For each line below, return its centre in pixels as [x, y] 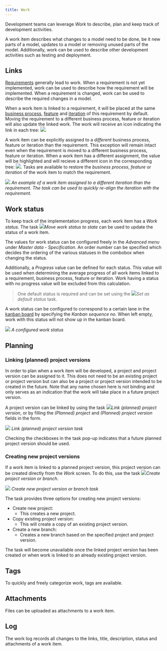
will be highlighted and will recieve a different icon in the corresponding [79, 161]
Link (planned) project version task [47, 428]
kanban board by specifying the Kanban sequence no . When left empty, [79, 314]
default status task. [37, 299]
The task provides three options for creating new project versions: [73, 498]
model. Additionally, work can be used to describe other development [77, 49]
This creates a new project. [48, 513]
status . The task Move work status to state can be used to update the [79, 227]
